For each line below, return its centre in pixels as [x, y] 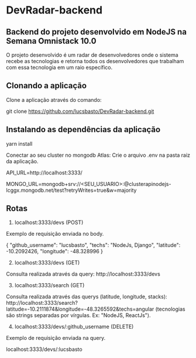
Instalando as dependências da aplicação [83, 130]
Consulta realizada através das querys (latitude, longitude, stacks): [87, 297]
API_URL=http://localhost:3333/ [44, 173]
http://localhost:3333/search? [42, 303]
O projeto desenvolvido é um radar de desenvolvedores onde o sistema [92, 55]
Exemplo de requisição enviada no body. [55, 234]
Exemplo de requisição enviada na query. [56, 338]
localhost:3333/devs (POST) [49, 222]
